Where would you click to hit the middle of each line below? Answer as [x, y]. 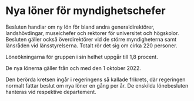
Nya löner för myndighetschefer [86, 11]
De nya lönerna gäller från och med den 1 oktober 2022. [73, 68]
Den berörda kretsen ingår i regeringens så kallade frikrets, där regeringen [96, 79]
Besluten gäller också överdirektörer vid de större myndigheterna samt [91, 39]
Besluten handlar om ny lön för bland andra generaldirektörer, [80, 27]
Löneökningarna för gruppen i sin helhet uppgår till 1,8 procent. [82, 57]
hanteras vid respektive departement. [51, 92]
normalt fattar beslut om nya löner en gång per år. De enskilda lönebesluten [97, 85]
